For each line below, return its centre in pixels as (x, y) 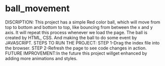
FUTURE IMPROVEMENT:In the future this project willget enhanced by (76, 53)
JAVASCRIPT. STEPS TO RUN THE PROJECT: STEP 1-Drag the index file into (82, 43)
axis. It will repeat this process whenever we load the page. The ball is (76, 32)
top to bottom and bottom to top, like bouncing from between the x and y (79, 27)
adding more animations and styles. (41, 58)
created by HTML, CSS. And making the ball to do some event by (71, 38)
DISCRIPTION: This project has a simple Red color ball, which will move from (83, 22)
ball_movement (37, 9)
